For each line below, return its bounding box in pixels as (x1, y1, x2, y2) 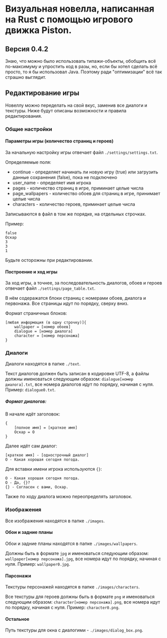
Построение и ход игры (5, 268, 58, 275)
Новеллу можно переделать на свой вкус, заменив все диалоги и (5, 102, 147, 108)
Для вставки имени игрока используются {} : (5, 466, 102, 472)
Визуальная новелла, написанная (5, 3, 154, 15)
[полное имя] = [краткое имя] (14, 425, 78, 430)
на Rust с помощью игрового (5, 14, 133, 25)
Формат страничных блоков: (5, 310, 67, 316)
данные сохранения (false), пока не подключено (12, 174, 117, 180)
